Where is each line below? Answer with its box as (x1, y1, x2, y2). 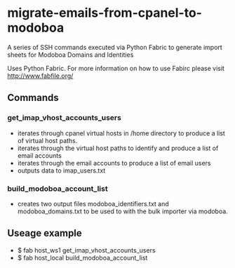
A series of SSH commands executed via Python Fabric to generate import (7, 43, 222, 51)
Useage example (7, 227, 82, 239)
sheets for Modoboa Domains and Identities (7, 51, 134, 59)
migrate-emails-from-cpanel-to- (7, 5, 202, 21)
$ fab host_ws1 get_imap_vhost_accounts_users (17, 246, 156, 254)
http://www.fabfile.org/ (7, 72, 74, 80)
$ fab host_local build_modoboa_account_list (17, 253, 148, 262)
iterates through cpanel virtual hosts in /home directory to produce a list (17, 128, 226, 138)
